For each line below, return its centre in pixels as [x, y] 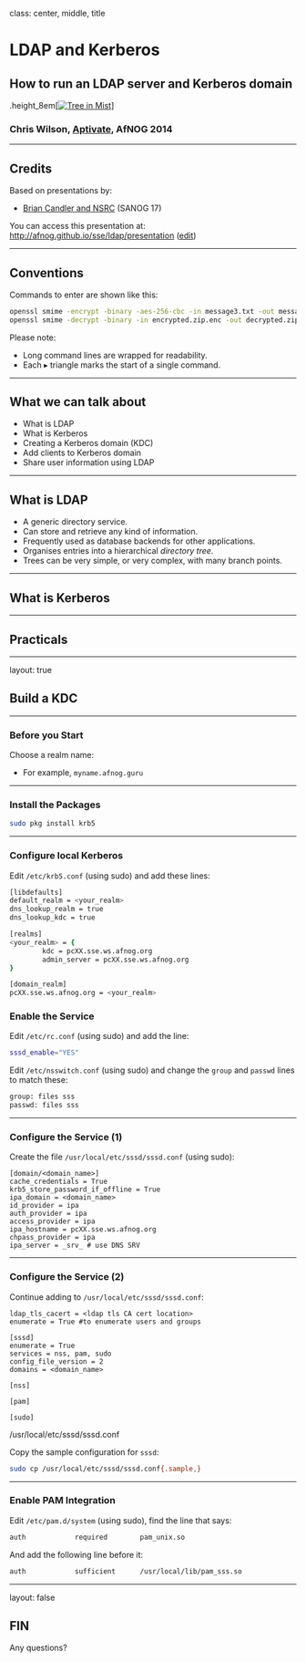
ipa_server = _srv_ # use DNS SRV [75, 1246]
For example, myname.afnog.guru [83, 773]
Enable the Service [52, 1016]
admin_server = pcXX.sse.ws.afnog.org [116, 960]
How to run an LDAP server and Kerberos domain [151, 83]
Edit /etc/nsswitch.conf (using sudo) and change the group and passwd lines [152, 1070]
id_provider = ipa [44, 1206]
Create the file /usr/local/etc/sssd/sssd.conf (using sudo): [122, 1157]
